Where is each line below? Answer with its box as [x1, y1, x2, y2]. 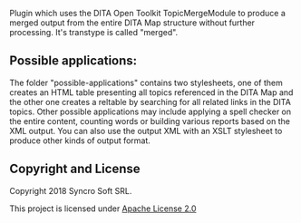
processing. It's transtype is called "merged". [9, 27, 179, 37]
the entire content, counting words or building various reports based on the [9, 115, 290, 126]
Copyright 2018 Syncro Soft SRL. [9, 185, 132, 196]
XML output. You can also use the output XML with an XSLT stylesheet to [9, 125, 283, 136]
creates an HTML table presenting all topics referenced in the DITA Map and [9, 86, 294, 98]
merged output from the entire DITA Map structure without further [9, 17, 256, 28]
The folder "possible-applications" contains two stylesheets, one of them [9, 77, 283, 88]
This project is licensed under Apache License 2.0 [9, 203, 197, 214]
